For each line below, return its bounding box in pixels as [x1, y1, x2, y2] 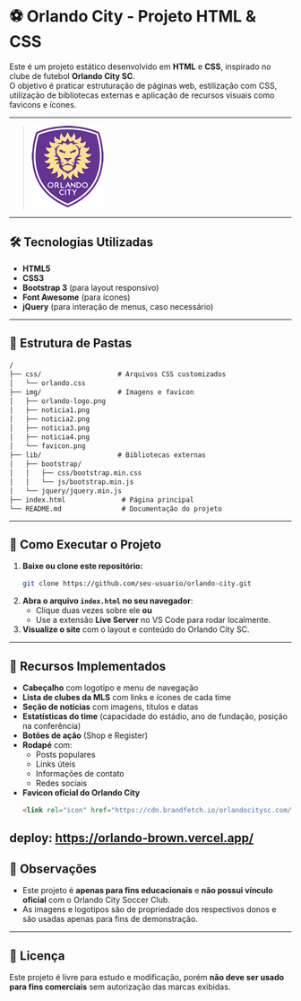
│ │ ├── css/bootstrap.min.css [9, 468, 142, 478]
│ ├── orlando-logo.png [9, 396, 106, 406]
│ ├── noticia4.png [9, 432, 90, 442]
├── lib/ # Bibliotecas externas [9, 450, 206, 460]
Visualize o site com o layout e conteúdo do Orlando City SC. [21, 624, 250, 635]
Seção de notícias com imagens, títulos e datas [21, 701, 199, 713]
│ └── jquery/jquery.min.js [9, 486, 123, 496]
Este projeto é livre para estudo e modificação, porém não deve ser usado [9, 971, 285, 982]
